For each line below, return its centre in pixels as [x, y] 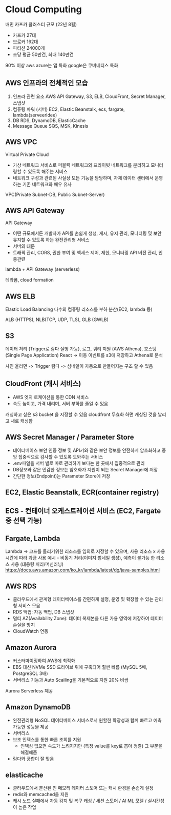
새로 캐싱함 [22, 421]
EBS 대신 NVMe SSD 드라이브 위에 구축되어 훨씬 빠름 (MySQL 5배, [80, 667]
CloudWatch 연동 [30, 631]
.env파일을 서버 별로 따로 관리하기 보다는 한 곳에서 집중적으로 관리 [79, 463]
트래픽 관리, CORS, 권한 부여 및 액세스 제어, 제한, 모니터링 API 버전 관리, [85, 253]
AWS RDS [21, 586]
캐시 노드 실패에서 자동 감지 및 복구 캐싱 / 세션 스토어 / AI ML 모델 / [80, 801]
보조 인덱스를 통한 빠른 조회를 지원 [47, 739]
